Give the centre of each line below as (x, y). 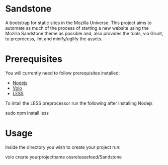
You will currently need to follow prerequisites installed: (63, 73)
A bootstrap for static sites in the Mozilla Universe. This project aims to (78, 23)
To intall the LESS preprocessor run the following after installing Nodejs (79, 103)
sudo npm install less (27, 113)
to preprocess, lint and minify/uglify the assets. (54, 39)
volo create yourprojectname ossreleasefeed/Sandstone (64, 157)
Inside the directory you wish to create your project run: (63, 147)
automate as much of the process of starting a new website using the (77, 28)
